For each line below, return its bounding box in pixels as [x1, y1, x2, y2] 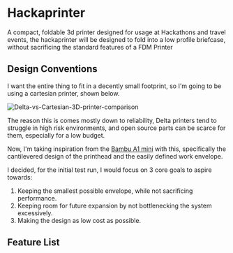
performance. [17, 194, 57, 202]
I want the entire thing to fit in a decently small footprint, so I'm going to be [7, 82, 222, 90]
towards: [7, 173, 33, 181]
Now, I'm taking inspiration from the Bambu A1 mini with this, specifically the [7, 145, 227, 153]
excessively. [17, 208, 53, 217]
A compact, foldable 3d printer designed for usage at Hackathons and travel [7, 28, 227, 36]
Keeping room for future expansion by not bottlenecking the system [17, 201, 213, 210]
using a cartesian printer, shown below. [7, 89, 120, 97]
